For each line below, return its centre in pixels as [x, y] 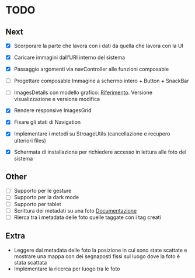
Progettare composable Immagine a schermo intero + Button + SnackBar [101, 81]
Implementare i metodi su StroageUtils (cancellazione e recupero [92, 134]
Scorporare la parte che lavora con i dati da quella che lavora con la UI [98, 46]
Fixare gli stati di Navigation [47, 122]
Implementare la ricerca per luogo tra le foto [67, 269]
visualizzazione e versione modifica [57, 99]
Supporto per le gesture [43, 191]
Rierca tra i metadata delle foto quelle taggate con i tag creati [87, 217]
